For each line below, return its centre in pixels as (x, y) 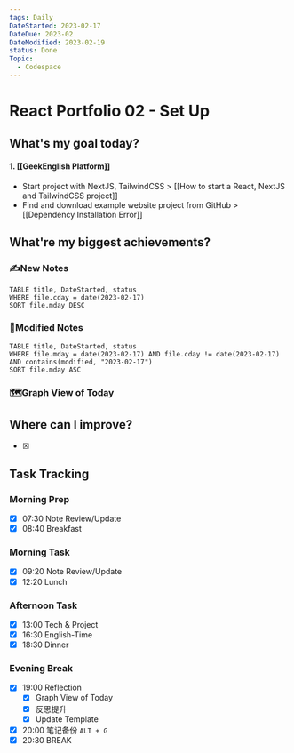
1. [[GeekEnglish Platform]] (60, 166)
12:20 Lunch (45, 581)
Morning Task (40, 552)
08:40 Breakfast (52, 529)
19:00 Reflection (52, 688)
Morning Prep (39, 499)
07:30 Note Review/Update (72, 519)
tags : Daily (31, 17)
